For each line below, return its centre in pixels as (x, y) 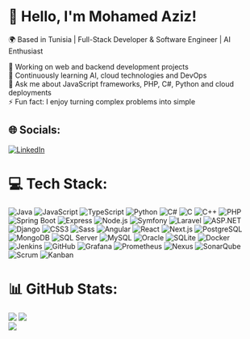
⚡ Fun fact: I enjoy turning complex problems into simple (102, 101)
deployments (30, 92)
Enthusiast (26, 51)
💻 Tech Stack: (58, 183)
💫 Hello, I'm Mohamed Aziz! (103, 17)
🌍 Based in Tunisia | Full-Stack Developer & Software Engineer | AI (120, 39)
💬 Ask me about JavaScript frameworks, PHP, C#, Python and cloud (121, 83)
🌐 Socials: (35, 130)
